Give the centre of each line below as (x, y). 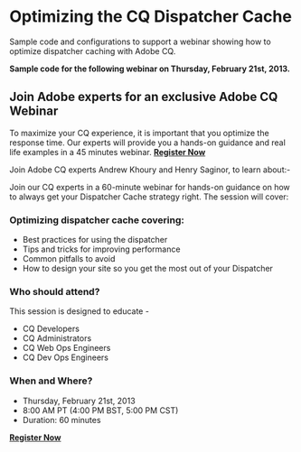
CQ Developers (51, 329)
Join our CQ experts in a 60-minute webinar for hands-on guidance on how (150, 187)
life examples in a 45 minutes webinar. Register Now (108, 152)
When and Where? (51, 381)
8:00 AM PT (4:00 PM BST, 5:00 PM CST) (100, 410)
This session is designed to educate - (79, 311)
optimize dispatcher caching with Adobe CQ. (93, 51)
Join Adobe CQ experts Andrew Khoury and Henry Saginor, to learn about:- (150, 170)
